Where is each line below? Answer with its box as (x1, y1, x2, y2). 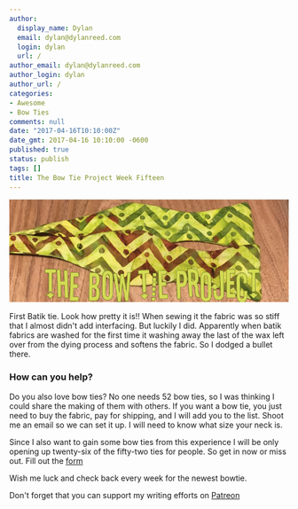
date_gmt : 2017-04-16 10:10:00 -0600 (9, 136, 149, 145)
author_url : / (9, 80, 62, 89)
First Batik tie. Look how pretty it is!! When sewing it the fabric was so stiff (9, 311, 280, 322)
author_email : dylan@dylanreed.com (9, 61, 141, 70)
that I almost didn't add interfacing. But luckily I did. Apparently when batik (9, 320, 282, 332)
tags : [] (9, 164, 42, 173)
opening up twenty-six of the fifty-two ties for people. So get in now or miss (9, 446, 286, 457)
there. (9, 348, 31, 359)
